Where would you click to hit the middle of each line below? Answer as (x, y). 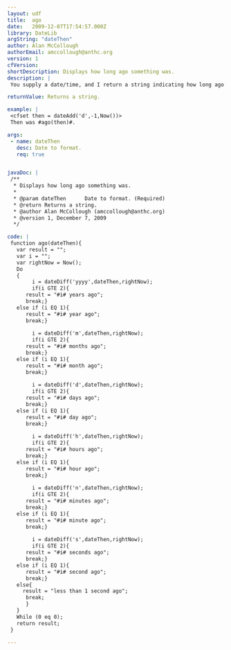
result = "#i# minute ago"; (66, 520)
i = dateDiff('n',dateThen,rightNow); (88, 488)
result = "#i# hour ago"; (63, 468)
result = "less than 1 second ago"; (75, 591)
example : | (23, 109)
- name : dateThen (35, 141)
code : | (18, 237)
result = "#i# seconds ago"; (67, 553)
